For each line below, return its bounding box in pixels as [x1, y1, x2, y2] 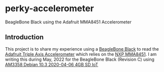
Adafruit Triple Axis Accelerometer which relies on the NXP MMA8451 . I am [5, 51, 157, 57]
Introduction [5, 33, 44, 41]
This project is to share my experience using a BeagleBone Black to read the [5, 46, 159, 52]
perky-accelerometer [5, 3, 94, 14]
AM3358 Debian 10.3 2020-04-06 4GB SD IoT [5, 61, 98, 67]
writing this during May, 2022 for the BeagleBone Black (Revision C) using [5, 56, 155, 62]
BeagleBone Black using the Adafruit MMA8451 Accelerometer [5, 19, 132, 25]
